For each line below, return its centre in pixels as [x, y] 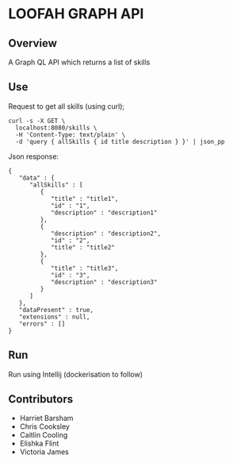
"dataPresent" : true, [56, 310]
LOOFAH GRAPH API [76, 14]
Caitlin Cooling [44, 435]
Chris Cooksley [44, 426]
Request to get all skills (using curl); [67, 106]
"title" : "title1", [84, 199]
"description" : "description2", [105, 233]
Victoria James [44, 452]
